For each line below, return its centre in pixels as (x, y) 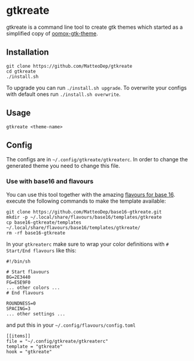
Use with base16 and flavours (50, 182)
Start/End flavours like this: (41, 250)
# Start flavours (28, 272)
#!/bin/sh (19, 261)
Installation (28, 52)
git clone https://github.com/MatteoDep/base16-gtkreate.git (84, 212)
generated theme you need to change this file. (63, 166)
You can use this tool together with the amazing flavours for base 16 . (91, 194)
